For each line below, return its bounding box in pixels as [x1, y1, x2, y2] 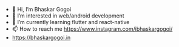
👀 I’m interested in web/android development [12, 12, 124, 19]
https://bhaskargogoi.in [12, 34, 71, 41]
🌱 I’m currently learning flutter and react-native [12, 19, 130, 25]
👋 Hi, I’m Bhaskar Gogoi [12, 6, 72, 13]
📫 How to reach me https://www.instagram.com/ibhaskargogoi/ [12, 25, 173, 33]
